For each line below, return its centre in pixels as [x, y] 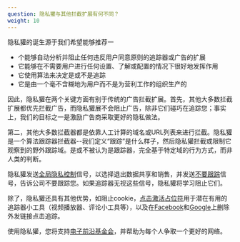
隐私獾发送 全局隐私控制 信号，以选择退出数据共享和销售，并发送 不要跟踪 [114, 174]
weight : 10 [24, 21]
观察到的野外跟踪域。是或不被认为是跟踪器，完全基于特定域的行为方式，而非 [120, 150]
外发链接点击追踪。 [36, 216]
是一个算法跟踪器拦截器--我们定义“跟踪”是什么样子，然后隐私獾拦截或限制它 [120, 141]
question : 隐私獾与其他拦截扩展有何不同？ [63, 14]
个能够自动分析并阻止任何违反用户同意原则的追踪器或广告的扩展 [111, 57]
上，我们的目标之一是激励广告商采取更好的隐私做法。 [86, 117]
